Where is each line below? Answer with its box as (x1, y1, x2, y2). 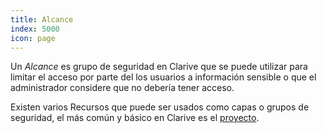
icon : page (10, 33, 56, 43)
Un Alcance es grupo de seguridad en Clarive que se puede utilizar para (10, 61, 308, 73)
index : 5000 (10, 24, 60, 34)
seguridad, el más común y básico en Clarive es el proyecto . (10, 112, 260, 124)
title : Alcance (10, 14, 74, 25)
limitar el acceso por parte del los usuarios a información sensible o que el (10, 71, 317, 83)
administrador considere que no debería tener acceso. (10, 82, 235, 94)
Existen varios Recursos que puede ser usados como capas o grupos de (10, 101, 310, 113)
